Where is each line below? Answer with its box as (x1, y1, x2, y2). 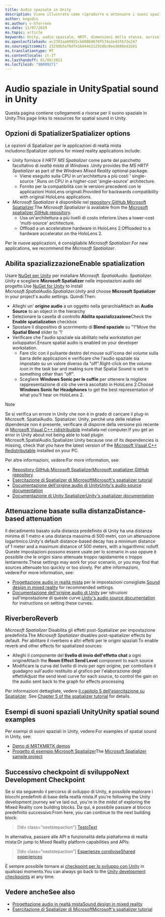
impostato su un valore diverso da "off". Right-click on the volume (19, 360, 152, 367)
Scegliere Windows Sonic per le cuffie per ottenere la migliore (19, 376, 147, 382)
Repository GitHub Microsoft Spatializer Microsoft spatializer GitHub (12, 466, 149, 472)
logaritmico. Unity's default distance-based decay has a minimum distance (5, 538, 156, 544)
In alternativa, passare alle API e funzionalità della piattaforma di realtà (5, 833, 148, 839)
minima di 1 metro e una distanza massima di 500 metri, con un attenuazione (5, 533, 160, 539)
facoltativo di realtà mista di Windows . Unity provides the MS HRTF (12, 162, 149, 168)
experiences (17, 854, 43, 859)
